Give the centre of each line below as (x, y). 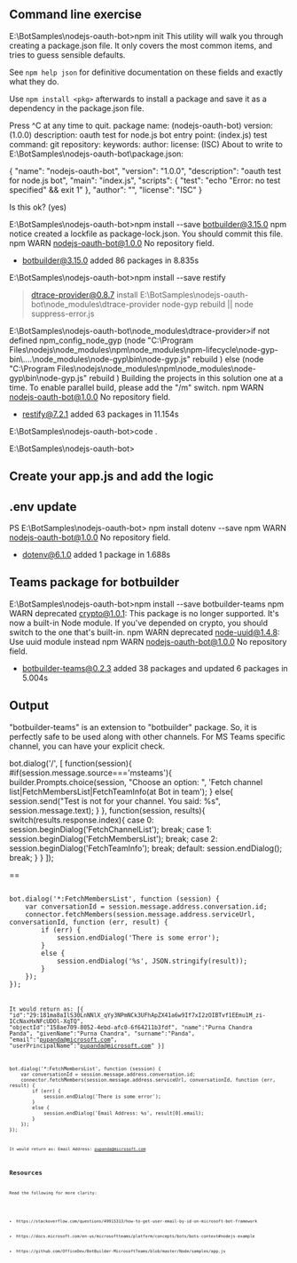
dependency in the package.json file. (77, 108)
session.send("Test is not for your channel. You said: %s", (115, 801)
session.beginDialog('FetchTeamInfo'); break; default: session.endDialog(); (146, 848)
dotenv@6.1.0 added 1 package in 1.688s (96, 555)
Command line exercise (75, 15)
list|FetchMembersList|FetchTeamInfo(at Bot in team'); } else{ (121, 791)
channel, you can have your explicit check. (87, 746)
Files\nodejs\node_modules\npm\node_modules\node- (157, 369)
